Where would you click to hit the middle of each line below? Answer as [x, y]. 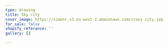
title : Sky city [22, 15]
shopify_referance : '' [29, 29]
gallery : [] [18, 33]
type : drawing [20, 10]
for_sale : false [22, 24]
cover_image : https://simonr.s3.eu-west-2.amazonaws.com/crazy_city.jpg [84, 19]
